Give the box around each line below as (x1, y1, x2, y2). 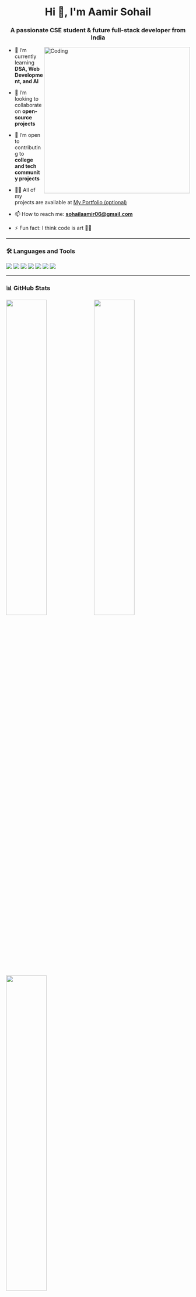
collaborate (14, 102, 42, 109)
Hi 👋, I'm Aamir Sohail (44, 5, 152, 19)
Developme (14, 71, 43, 78)
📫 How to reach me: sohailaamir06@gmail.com (14, 211, 133, 218)
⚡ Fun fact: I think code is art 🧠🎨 (14, 225, 92, 232)
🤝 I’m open (14, 132, 41, 139)
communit (14, 169, 40, 176)
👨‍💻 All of (14, 187, 36, 194)
